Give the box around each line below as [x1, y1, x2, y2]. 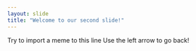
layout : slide [7, 10, 49, 17]
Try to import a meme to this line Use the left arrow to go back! [7, 36, 190, 44]
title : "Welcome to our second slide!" [7, 17, 125, 24]
